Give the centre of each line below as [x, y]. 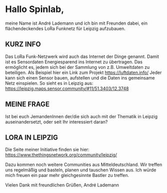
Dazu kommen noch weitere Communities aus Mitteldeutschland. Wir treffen [84, 165]
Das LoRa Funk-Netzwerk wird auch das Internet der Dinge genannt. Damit [82, 56]
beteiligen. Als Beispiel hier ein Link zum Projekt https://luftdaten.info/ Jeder [83, 72]
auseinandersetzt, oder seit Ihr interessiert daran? [56, 122]
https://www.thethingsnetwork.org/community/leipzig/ [61, 155]
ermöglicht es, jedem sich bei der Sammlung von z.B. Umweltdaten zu [77, 67]
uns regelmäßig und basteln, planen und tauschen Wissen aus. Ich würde [81, 170]
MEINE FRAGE [27, 104]
